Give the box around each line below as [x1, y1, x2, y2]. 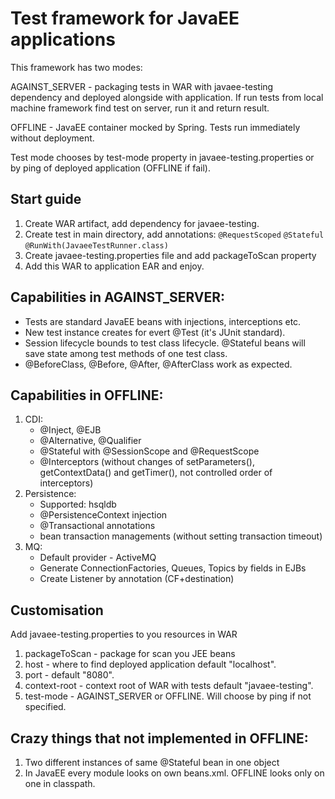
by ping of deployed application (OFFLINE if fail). [10, 162, 211, 174]
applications [10, 28, 116, 51]
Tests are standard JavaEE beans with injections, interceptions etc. [24, 315, 302, 327]
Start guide [10, 191, 82, 208]
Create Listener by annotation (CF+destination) [39, 573, 235, 585]
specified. [24, 701, 67, 713]
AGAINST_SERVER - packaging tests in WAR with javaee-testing [10, 80, 274, 92]
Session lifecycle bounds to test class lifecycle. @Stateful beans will [24, 337, 306, 349]
